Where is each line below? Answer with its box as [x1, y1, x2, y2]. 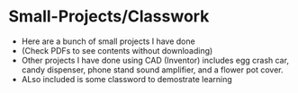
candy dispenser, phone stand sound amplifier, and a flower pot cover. [21, 64, 284, 75]
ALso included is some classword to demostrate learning [21, 73, 233, 84]
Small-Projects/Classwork [8, 6, 210, 27]
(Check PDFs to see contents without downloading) [21, 45, 213, 55]
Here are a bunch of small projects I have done [21, 36, 195, 46]
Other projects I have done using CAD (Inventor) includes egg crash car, [21, 55, 290, 65]
